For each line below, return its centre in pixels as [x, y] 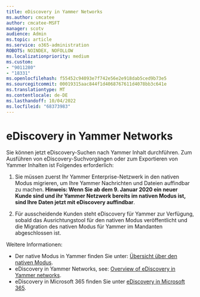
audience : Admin [26, 34]
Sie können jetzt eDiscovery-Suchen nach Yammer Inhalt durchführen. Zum [99, 153]
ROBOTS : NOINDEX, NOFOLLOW [40, 51]
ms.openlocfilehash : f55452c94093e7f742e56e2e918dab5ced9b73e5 [87, 78]
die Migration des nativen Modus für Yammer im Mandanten [89, 227]
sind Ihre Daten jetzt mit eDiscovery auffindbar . [75, 202]
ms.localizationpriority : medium [48, 56]
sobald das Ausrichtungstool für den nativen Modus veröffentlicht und [101, 220]
